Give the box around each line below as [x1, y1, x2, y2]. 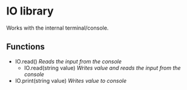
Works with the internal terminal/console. [6, 24, 109, 31]
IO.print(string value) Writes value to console [15, 77, 127, 84]
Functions [6, 42, 45, 52]
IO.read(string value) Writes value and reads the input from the [24, 64, 181, 71]
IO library [6, 4, 54, 18]
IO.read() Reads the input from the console [15, 57, 122, 65]
